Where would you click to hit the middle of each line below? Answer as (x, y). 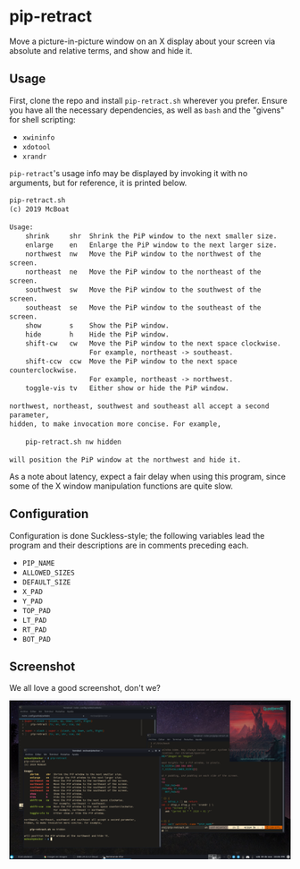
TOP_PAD (36, 610)
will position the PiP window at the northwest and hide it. (125, 460)
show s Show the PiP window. (97, 325)
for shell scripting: (42, 119)
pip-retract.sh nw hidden (74, 442)
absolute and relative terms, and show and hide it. (101, 50)
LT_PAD (34, 620)
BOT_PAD (36, 639)
